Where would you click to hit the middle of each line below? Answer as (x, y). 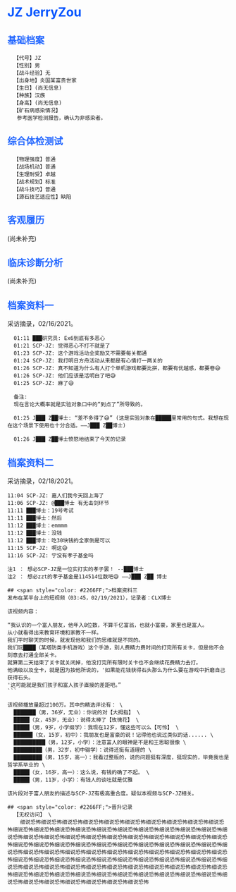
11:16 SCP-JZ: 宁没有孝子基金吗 (50, 556)
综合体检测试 (35, 141)
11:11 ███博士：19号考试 (41, 511)
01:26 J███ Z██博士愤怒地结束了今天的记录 (70, 439)
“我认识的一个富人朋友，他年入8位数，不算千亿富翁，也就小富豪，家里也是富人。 (107, 625)
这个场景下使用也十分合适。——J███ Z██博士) (69, 426)
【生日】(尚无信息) (38, 88)
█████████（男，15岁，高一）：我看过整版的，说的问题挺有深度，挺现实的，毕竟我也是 (122, 758)
